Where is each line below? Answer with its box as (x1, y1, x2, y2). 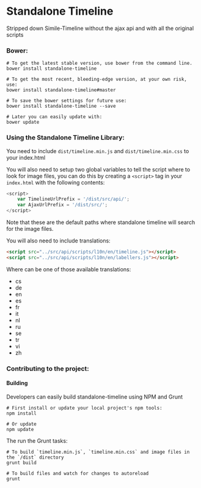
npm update (6, 426, 34, 432)
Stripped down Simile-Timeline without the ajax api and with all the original (6, 24, 194, 32)
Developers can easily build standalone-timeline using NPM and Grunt (6, 393, 183, 400)
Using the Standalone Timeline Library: (6, 133, 125, 142)
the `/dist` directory (6, 454, 64, 460)
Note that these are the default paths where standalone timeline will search (6, 219, 196, 226)
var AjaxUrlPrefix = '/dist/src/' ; (17, 202, 108, 208)
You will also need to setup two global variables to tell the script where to (6, 165, 191, 173)
